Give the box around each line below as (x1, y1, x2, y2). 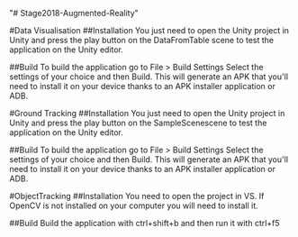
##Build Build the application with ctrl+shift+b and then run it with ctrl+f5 (9, 218, 281, 228)
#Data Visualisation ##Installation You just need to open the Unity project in (9, 25, 290, 35)
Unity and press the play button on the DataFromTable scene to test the (9, 35, 275, 45)
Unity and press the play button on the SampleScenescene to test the (9, 117, 267, 128)
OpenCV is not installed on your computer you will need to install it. (9, 200, 258, 211)
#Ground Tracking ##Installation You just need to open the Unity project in (9, 108, 285, 118)
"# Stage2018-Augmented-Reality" (9, 8, 140, 18)
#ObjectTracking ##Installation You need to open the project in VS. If (9, 191, 265, 201)
